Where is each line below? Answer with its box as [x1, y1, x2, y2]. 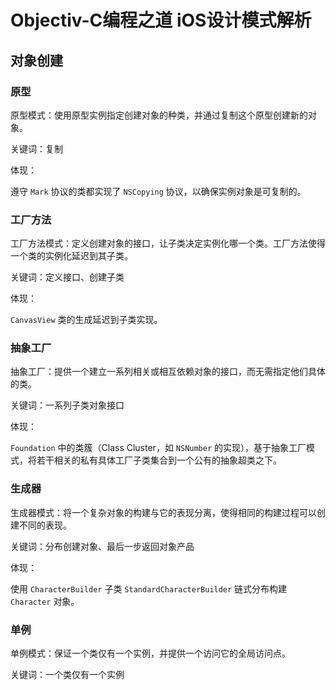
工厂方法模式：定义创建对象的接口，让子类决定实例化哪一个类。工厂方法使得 [10, 237, 326, 250]
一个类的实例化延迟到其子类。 [10, 250, 133, 262]
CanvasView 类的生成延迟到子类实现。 [10, 314, 163, 326]
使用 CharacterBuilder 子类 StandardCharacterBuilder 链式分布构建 [10, 582, 288, 595]
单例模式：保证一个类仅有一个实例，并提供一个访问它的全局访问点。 [10, 647, 291, 660]
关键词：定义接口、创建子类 [10, 271, 125, 283]
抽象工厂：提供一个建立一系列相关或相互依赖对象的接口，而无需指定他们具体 [10, 366, 326, 378]
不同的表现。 [18, 519, 72, 531]
